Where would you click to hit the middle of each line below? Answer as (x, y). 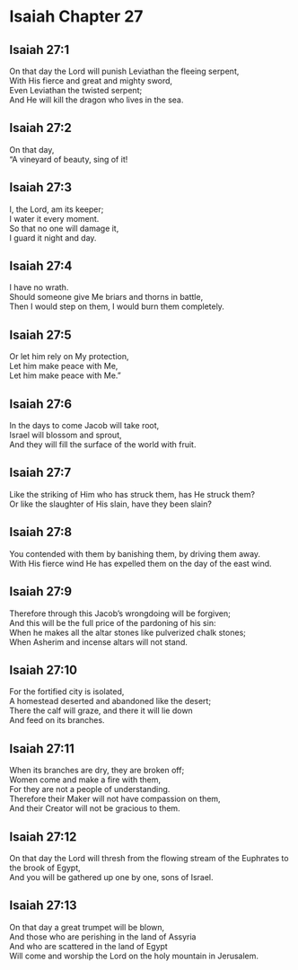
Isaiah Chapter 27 (76, 17)
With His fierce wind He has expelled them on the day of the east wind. (140, 563)
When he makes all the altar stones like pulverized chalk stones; (128, 632)
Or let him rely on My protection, (69, 357)
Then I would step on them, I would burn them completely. (117, 306)
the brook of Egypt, (45, 868)
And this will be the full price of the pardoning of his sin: (113, 622)
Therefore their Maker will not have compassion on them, (115, 799)
